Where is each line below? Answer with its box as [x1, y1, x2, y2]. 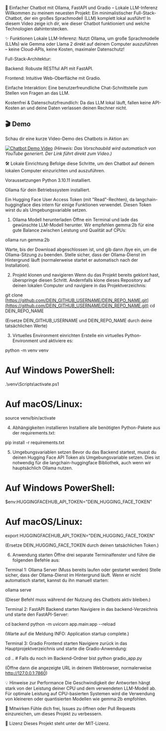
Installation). [5, 262, 31, 268]
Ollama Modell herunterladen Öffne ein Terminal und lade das [12, 217, 138, 222]
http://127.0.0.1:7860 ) [5, 670, 48, 676]
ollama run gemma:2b [5, 236, 50, 243]
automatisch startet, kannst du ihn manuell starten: [5, 577, 109, 583]
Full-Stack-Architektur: [5, 56, 52, 62]
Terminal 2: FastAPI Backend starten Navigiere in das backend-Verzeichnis [5, 606, 158, 612]
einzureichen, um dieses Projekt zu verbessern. [5, 711, 103, 717]
